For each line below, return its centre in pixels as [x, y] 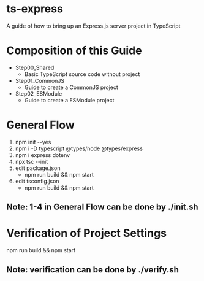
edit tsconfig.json [37, 181]
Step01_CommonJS [40, 80]
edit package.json [38, 168]
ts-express [35, 9]
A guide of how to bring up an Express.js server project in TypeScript [93, 26]
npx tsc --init [32, 161]
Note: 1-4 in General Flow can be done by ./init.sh [102, 207]
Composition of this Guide [74, 51]
